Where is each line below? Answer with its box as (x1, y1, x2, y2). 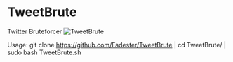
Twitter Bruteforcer (7, 27, 62, 36)
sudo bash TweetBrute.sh (7, 48, 82, 56)
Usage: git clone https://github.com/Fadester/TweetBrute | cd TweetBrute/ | (7, 40, 227, 49)
